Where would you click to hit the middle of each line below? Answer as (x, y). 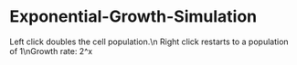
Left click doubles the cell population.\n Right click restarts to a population (149, 42)
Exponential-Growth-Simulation (133, 17)
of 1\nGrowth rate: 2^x (51, 51)
